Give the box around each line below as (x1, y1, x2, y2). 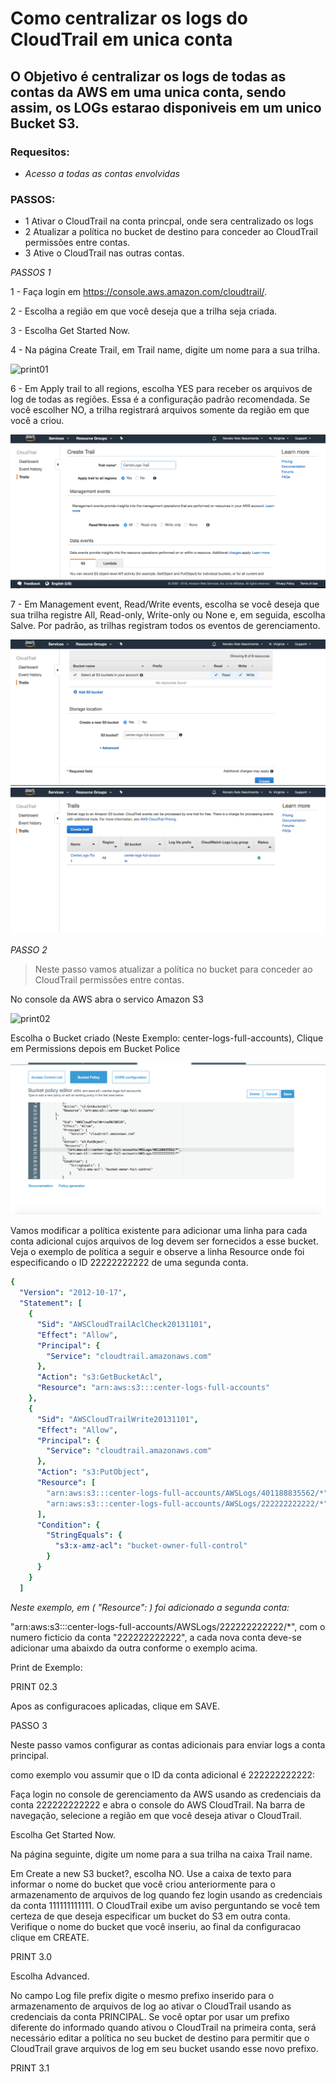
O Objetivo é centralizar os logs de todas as (10, 68, 287, 85)
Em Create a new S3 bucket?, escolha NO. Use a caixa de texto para (10, 1867, 292, 1879)
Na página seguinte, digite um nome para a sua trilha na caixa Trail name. (10, 1848, 313, 1860)
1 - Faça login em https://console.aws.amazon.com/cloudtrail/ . (10, 286, 268, 298)
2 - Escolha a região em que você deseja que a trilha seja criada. (10, 305, 278, 317)
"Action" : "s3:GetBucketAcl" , (36, 1372, 163, 1382)
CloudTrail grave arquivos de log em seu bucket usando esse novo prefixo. (10, 2042, 319, 2054)
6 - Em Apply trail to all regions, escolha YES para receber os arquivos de (10, 383, 313, 395)
